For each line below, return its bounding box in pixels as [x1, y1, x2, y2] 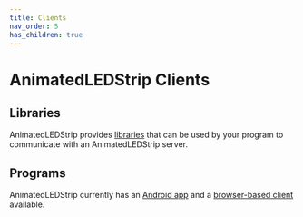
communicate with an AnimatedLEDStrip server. [9, 139, 189, 150]
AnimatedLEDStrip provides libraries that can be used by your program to [9, 129, 284, 141]
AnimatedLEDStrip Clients [9, 69, 210, 90]
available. [9, 199, 45, 210]
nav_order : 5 [9, 22, 59, 31]
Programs [9, 165, 66, 181]
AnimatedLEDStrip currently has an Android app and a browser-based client [9, 190, 294, 201]
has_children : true [9, 30, 83, 39]
